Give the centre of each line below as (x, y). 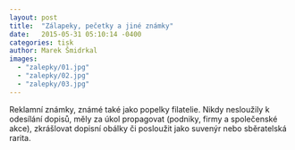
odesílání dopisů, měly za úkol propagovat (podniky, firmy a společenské (143, 119)
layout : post (34, 17)
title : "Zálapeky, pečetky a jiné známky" (92, 26)
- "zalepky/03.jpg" (54, 84)
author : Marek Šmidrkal (54, 51)
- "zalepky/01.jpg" (54, 68)
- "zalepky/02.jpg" (54, 76)
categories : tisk (42, 42)
